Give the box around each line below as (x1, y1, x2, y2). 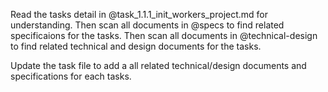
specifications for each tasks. (10, 70, 132, 82)
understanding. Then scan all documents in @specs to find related (10, 19, 285, 31)
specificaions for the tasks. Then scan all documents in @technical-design (10, 30, 318, 41)
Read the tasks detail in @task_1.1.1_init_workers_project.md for (10, 9, 269, 20)
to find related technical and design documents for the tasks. (10, 40, 262, 52)
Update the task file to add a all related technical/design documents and (10, 60, 307, 71)
